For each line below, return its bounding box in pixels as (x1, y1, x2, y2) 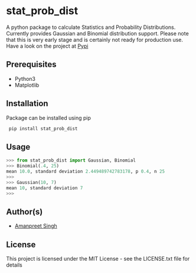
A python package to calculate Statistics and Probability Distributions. (6, 24, 176, 31)
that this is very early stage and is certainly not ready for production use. (6, 36, 184, 43)
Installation (6, 98, 48, 108)
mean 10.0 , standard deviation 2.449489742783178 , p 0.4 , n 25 (6, 169, 165, 175)
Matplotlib (14, 81, 40, 88)
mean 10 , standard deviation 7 (6, 185, 83, 191)
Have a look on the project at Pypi (6, 42, 89, 50)
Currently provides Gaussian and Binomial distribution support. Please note (6, 29, 189, 37)
